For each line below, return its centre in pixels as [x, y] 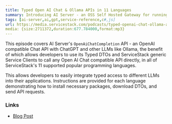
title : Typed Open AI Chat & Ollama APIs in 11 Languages [68, 10]
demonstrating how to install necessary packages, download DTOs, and [81, 86]
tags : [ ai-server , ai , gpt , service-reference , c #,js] [60, 19]
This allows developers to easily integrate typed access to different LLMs [82, 75]
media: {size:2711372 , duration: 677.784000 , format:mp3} [65, 29]
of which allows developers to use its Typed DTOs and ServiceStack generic [86, 55]
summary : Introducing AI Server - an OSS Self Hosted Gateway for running [87, 15]
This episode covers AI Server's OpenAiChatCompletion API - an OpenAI [80, 44]
